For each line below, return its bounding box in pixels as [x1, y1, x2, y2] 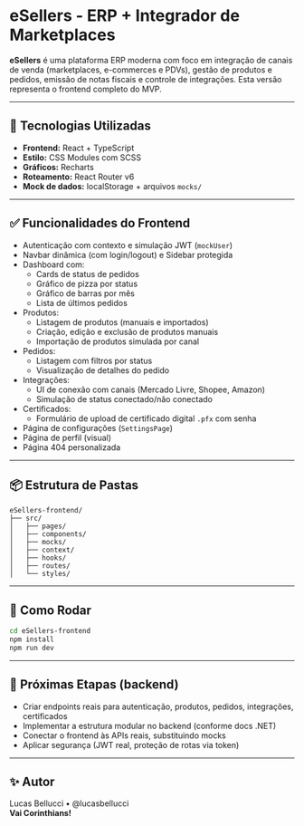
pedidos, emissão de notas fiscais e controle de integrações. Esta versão [9, 73, 282, 84]
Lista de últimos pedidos [35, 297, 128, 308]
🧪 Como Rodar [9, 602, 92, 618]
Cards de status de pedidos [35, 268, 140, 279]
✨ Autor [9, 774, 55, 790]
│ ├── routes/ [9, 562, 71, 571]
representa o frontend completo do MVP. [9, 83, 163, 94]
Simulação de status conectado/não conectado [35, 393, 213, 404]
